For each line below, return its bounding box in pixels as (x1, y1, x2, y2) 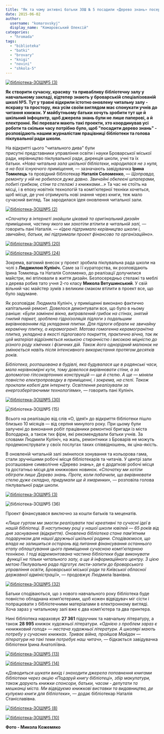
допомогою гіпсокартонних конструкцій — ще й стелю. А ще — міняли (5, 372, 153, 377)
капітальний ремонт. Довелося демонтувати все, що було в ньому (5, 305, 145, 311)
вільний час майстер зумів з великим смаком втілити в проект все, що (5, 286, 154, 291)
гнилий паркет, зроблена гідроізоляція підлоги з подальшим (5, 316, 132, 321)
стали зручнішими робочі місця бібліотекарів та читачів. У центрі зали (5, 456, 152, 462)
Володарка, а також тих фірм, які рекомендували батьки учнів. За (5, 431, 143, 437)
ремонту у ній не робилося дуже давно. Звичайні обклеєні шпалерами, (5, 176, 155, 182)
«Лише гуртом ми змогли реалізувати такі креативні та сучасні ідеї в (5, 520, 151, 526)
